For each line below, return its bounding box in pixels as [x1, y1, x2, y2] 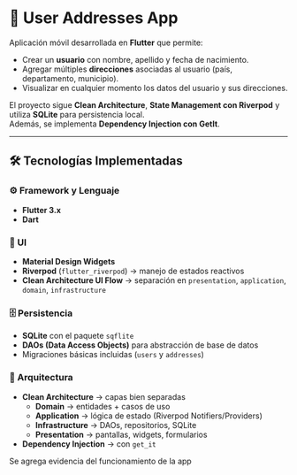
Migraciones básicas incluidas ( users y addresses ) [21, 349, 205, 360]
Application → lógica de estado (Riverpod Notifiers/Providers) [34, 410, 263, 421]
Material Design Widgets [21, 256, 116, 266]
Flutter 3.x [21, 204, 62, 215]
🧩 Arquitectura [9, 372, 73, 384]
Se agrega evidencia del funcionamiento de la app [9, 456, 192, 466]
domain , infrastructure [21, 284, 106, 295]
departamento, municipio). [21, 73, 119, 83]
